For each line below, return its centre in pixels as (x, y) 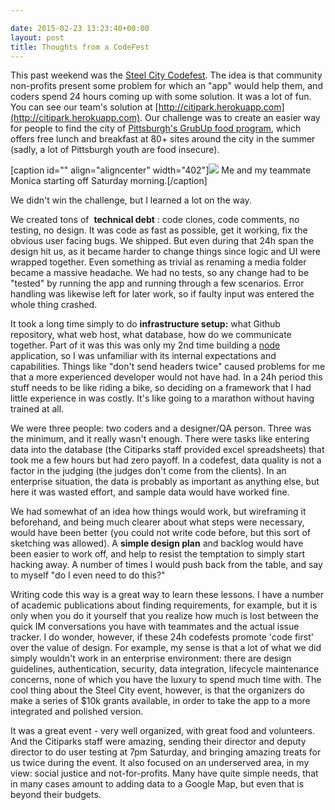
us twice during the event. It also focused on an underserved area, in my (160, 763)
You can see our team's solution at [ (84, 107)
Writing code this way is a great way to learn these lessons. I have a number (167, 595)
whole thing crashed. (54, 305)
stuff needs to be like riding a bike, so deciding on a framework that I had (161, 388)
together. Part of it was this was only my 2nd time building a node (145, 345)
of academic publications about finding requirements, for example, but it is (164, 605)
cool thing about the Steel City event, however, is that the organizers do (157, 690)
